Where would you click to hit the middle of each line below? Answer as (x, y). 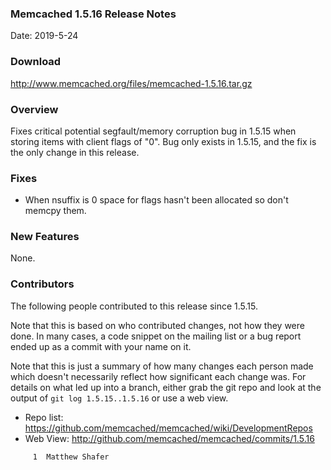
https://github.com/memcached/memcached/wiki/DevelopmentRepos (168, 428)
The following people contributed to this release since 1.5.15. (134, 306)
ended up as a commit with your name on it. (101, 346)
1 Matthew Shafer (71, 457)
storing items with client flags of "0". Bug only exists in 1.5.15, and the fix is (163, 141)
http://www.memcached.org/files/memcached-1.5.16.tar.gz (131, 83)
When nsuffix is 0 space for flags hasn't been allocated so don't (156, 200)
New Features (45, 237)
